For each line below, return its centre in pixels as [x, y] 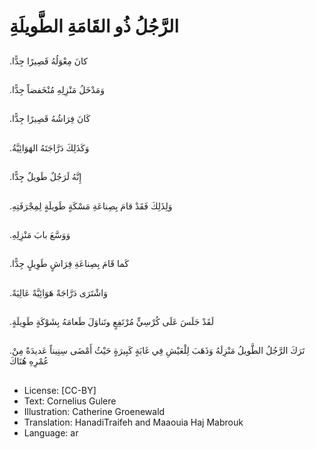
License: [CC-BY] [60, 390]
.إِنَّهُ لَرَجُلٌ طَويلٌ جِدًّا [45, 177]
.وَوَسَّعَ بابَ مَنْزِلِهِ [40, 234]
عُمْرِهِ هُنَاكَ [29, 361]
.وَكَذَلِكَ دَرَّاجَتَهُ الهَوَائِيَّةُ [49, 147]
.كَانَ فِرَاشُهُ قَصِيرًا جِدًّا [50, 119]
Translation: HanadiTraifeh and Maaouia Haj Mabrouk [133, 422]
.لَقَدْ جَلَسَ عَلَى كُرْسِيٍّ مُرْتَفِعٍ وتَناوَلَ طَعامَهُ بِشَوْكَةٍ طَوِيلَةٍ [111, 322]
